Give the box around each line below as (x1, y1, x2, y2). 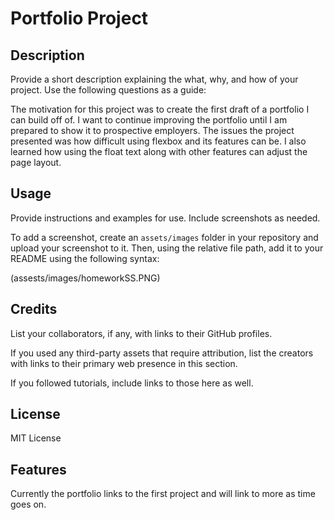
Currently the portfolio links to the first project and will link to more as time (10, 488, 316, 500)
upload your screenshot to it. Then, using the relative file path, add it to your (10, 242, 324, 254)
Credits (10, 301, 58, 318)
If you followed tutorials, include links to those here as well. (10, 377, 254, 389)
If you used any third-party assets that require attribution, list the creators (10, 347, 314, 359)
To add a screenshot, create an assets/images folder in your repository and (10, 231, 319, 243)
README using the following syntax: (10, 252, 160, 264)
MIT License (10, 432, 62, 444)
